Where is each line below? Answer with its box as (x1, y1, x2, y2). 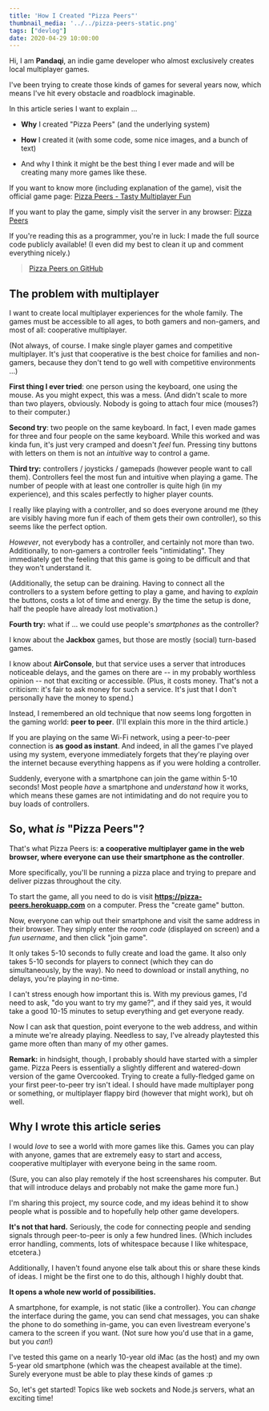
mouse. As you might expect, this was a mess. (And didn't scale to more (9, 390, 247, 400)
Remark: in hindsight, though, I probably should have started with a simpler (9, 1054, 258, 1063)
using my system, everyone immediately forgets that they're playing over (9, 750, 250, 759)
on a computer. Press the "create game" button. (86, 900, 245, 910)
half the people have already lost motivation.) (9, 604, 159, 613)
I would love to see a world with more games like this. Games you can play (9, 1141, 255, 1151)
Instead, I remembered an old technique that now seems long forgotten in (9, 709, 251, 718)
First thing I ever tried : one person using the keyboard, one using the (9, 382, 239, 392)
